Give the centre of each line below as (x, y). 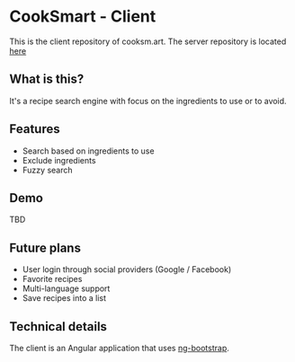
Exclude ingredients (59, 160)
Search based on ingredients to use (88, 151)
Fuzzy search (48, 170)
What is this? (47, 79)
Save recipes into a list (64, 298)
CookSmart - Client (83, 17)
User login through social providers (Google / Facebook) (127, 269)
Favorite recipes (52, 279)
